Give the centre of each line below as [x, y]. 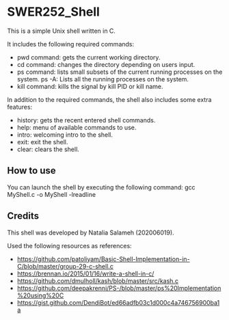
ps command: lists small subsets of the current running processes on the [120, 72]
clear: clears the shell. [48, 149]
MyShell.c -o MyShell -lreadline [52, 194]
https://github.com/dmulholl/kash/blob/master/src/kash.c [98, 280]
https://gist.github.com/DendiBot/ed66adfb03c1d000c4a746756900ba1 [118, 302]
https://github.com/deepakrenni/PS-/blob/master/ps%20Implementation [119, 288]
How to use [31, 171]
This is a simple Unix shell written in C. [62, 31]
